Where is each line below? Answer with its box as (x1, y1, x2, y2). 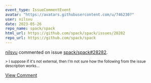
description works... (5, 63, 40, 68)
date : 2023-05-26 (5, 21, 42, 27)
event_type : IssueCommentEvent (5, 7, 71, 13)
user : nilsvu (5, 17, 33, 22)
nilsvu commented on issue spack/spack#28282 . (5, 49, 108, 55)
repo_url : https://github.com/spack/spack (5, 36, 96, 41)
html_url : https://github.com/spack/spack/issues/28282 (5, 31, 125, 36)
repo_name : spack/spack (5, 26, 56, 31)
